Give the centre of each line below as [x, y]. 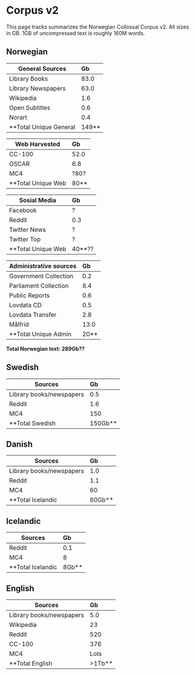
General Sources [42, 68]
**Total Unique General [42, 127]
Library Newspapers [38, 88]
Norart [18, 117]
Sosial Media [37, 200]
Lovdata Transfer [33, 315]
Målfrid [19, 324]
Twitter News [28, 230]
